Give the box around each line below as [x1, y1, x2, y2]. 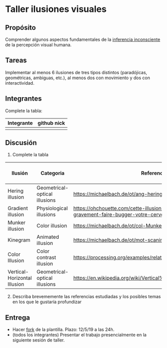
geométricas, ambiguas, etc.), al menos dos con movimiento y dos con [5, 75, 150, 81]
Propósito [5, 23, 36, 32]
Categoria [40, 170, 65, 177]
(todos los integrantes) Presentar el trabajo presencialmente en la [12, 332, 147, 338]
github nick [37, 119, 66, 126]
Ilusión [11, 170, 28, 177]
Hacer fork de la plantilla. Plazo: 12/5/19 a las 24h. [12, 327, 115, 333]
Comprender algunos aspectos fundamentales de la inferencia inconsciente [5, 36, 161, 42]
